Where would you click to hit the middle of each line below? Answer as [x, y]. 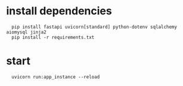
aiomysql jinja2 [26, 32]
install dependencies [59, 11]
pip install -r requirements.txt [53, 37]
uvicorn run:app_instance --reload [56, 77]
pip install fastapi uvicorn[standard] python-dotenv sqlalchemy [94, 27]
